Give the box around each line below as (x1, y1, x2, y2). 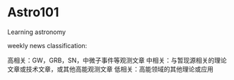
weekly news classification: (7, 41, 88, 50)
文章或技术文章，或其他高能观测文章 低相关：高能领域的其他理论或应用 (7, 64, 213, 73)
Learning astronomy (7, 28, 66, 36)
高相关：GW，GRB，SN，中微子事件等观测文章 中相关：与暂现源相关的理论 (7, 56, 228, 64)
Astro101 (7, 4, 59, 21)
